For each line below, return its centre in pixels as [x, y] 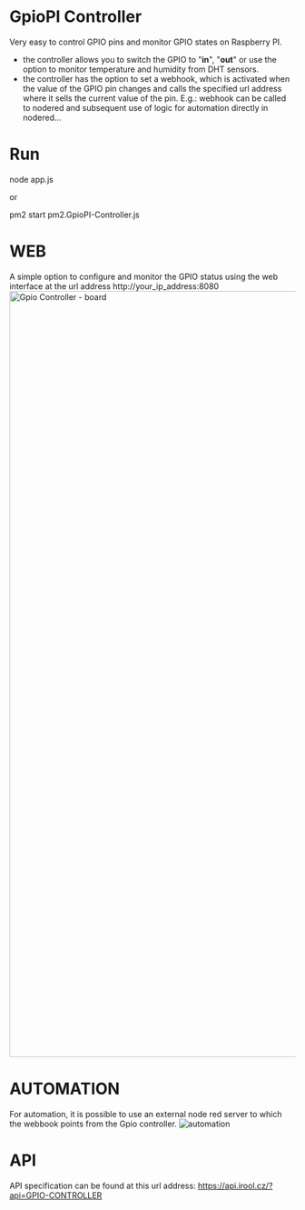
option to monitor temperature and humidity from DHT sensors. [141, 69]
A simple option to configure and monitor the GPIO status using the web [144, 276]
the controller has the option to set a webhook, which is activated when [156, 78]
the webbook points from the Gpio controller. [93, 1124]
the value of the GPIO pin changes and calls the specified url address [152, 88]
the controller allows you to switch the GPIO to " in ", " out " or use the [149, 59]
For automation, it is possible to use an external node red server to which [146, 1114]
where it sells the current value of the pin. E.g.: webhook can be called [154, 98]
